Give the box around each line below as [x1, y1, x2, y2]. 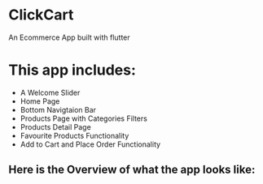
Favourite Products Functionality [20, 131, 129, 140]
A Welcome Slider [20, 88, 81, 97]
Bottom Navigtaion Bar [20, 105, 96, 114]
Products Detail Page [20, 122, 91, 131]
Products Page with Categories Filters [20, 113, 148, 123]
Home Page [20, 96, 60, 106]
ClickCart [8, 6, 74, 24]
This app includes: [8, 61, 137, 79]
